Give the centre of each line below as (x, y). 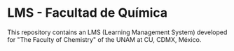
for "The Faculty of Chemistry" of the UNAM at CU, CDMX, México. (104, 39)
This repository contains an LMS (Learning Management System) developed (117, 32)
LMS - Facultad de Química (88, 13)
